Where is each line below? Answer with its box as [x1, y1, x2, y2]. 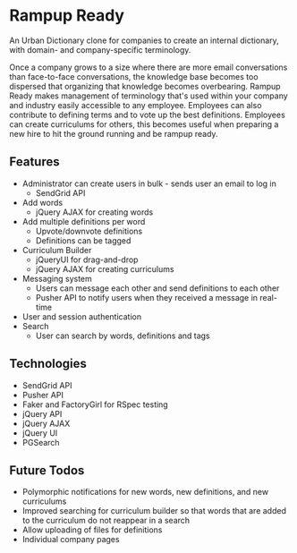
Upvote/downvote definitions [35, 225, 143, 236]
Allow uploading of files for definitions [21, 524, 163, 535]
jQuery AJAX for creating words [35, 207, 154, 217]
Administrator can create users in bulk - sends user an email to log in [21, 178, 277, 189]
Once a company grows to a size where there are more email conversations [9, 62, 288, 72]
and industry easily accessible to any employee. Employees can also [9, 99, 262, 110]
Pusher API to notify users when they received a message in [35, 292, 258, 302]
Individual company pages [21, 534, 120, 545]
